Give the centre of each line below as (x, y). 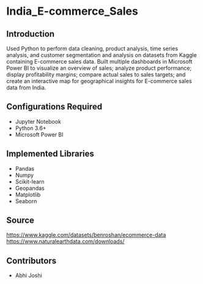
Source (20, 221)
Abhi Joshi (29, 275)
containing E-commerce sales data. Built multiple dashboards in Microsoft (99, 62)
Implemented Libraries (50, 154)
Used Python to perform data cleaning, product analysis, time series (92, 48)
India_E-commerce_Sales (72, 11)
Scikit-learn (30, 181)
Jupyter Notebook (38, 121)
